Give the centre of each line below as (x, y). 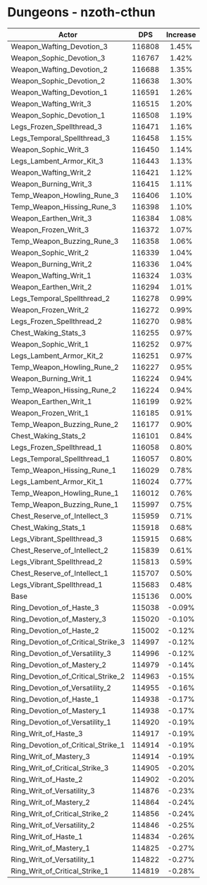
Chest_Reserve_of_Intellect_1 (60, 573)
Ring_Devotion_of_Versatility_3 (61, 653)
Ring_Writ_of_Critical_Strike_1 (60, 871)
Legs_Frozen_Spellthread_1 (57, 447)
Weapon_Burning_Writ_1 (52, 378)
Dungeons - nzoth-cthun (82, 12)
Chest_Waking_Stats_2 (49, 435)
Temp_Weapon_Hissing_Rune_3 (64, 206)
